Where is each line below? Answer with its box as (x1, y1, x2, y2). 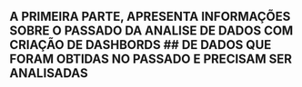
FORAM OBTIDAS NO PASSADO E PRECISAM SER (9, 52, 293, 67)
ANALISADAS (9, 65, 88, 82)
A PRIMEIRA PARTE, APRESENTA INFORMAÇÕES (9, 9, 291, 24)
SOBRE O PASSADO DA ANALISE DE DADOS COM (9, 24, 294, 39)
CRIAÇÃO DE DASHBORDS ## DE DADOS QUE (9, 37, 272, 53)
